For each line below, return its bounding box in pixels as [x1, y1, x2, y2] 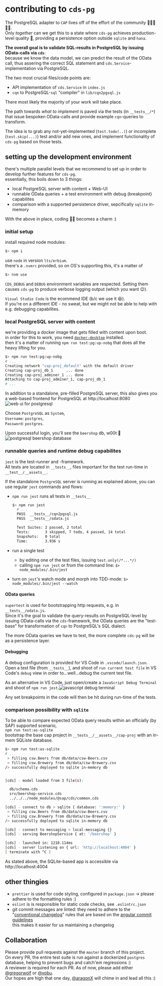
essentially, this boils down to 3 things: [5, 176, 83, 182]
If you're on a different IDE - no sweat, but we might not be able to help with [5, 300, 157, 306]
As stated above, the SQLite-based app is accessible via [5, 858, 118, 864]
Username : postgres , [5, 415, 44, 421]
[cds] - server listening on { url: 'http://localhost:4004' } [5, 845, 136, 850]
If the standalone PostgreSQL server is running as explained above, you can [5, 478, 155, 484]
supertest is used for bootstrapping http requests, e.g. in [5, 602, 119, 608]
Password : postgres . [5, 421, 44, 427]
